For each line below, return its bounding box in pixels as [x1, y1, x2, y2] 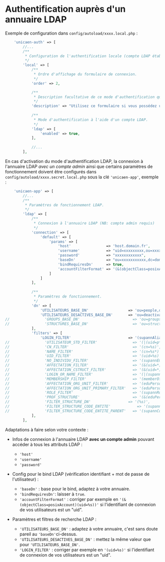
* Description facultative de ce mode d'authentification [33, 95, 155, 99]
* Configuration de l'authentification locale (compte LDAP [25, 53, 151, 59]
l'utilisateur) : [12, 476, 39, 482]
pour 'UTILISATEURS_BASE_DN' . [19, 541, 80, 547]
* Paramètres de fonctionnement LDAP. [25, 202, 105, 207]
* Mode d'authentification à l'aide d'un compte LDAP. [33, 117, 148, 122]
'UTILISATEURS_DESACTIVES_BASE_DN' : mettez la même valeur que [19, 536, 151, 542]
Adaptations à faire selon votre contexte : [5, 427, 88, 432]
